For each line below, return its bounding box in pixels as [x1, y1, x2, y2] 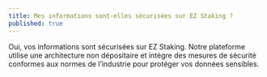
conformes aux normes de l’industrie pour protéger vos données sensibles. [8, 58, 260, 69]
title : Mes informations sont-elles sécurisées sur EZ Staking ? [8, 11, 233, 20]
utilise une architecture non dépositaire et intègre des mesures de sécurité [8, 50, 256, 60]
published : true [8, 19, 63, 28]
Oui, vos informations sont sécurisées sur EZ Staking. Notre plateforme [8, 41, 245, 51]
